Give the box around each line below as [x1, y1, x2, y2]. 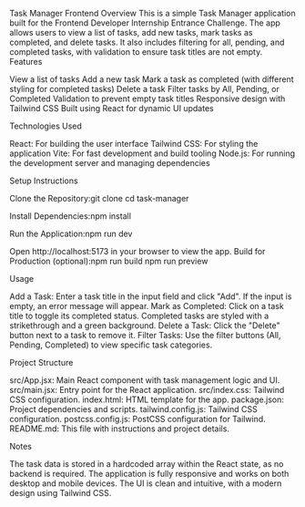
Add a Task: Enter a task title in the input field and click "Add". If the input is [9, 291, 292, 302]
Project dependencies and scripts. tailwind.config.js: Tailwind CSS [9, 404, 258, 414]
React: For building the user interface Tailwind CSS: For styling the [9, 139, 259, 149]
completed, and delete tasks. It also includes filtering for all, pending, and [9, 36, 285, 47]
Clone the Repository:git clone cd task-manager [9, 193, 189, 203]
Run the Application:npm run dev [9, 228, 133, 239]
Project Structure [9, 357, 74, 367]
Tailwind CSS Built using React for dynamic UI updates [9, 103, 214, 113]
